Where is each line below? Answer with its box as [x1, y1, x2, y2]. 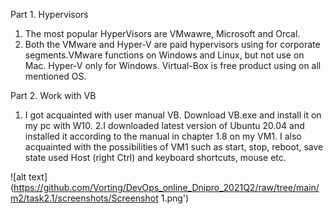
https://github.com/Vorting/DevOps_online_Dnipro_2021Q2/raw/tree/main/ [13, 182, 320, 193]
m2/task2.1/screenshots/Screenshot [10, 192, 159, 204]
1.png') [160, 192, 190, 204]
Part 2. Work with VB [10, 90, 97, 101]
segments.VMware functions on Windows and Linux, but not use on [24, 49, 305, 61]
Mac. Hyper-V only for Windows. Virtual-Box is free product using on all [24, 60, 322, 71]
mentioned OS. [24, 70, 87, 82]
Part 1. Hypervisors [10, 9, 89, 20]
